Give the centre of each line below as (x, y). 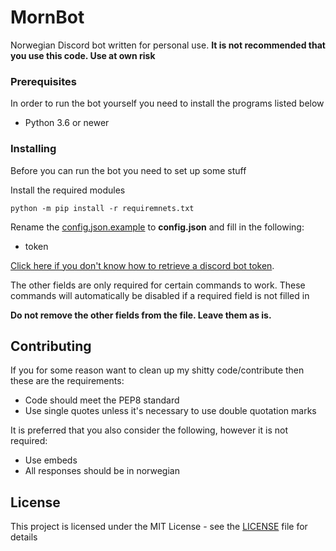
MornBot (47, 17)
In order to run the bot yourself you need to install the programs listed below (167, 103)
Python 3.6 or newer (67, 123)
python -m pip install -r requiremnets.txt (102, 208)
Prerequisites (43, 81)
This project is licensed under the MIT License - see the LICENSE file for (159, 527)
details (24, 537)
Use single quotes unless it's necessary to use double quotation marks (170, 411)
